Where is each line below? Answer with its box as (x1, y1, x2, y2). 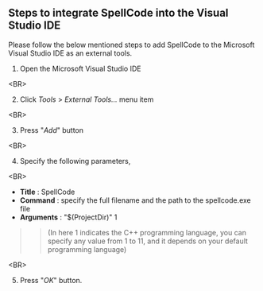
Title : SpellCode (19, 187, 75, 196)
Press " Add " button (19, 125, 84, 134)
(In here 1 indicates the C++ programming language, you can (47, 227, 246, 237)
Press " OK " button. (19, 275, 83, 285)
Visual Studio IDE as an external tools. (8, 48, 133, 58)
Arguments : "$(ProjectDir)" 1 (19, 212, 118, 222)
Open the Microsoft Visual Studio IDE (19, 64, 141, 73)
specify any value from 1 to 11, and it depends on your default (47, 236, 249, 246)
